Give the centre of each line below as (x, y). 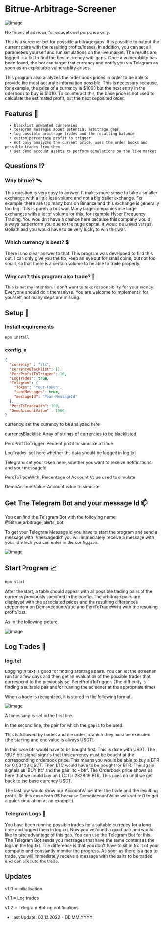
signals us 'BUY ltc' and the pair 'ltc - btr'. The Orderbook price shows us (79, 770)
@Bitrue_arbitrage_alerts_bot (34, 522)
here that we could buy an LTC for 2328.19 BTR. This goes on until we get (79, 776)
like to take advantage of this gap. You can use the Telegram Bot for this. (78, 835)
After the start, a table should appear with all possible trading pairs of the (79, 591)
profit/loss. (16, 612)
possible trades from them (33, 147)
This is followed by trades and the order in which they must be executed (78, 735)
